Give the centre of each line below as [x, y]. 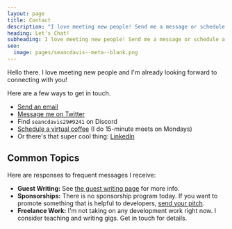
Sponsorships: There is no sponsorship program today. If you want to [117, 196]
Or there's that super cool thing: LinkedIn [76, 136]
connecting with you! [37, 79]
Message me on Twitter [51, 114]
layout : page [26, 14]
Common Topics [43, 158]
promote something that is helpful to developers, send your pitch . [111, 203]
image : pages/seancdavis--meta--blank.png [76, 53]
